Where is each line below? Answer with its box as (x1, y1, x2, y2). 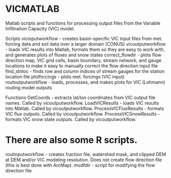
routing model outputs (5, 84, 52, 90)
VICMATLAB (5, 3, 60, 15)
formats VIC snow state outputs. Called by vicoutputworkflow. (5, 116, 137, 122)
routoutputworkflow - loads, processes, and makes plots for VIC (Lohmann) (5, 79, 165, 85)
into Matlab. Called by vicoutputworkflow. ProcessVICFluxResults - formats (5, 105, 164, 111)
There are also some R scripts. (5, 134, 138, 146)
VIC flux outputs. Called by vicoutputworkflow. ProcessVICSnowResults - (5, 111, 160, 117)
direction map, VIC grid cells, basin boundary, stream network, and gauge (5, 57, 162, 63)
